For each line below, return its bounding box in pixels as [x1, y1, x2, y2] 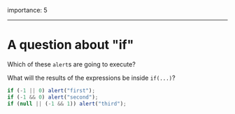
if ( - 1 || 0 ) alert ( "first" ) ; [7, 87, 96, 94]
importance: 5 [7, 6, 48, 14]
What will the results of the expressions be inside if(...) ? [7, 73, 176, 82]
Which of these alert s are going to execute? [7, 59, 136, 69]
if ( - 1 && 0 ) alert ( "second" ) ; [7, 94, 99, 101]
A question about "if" [7, 37, 134, 53]
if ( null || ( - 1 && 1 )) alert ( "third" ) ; [7, 100, 127, 107]
